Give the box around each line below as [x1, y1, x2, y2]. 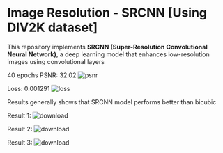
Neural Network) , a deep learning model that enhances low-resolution [7, 50, 210, 58]
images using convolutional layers [7, 57, 105, 65]
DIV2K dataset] [7, 19, 98, 35]
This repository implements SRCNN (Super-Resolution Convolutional [7, 42, 208, 51]
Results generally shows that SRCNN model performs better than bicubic [7, 97, 217, 106]
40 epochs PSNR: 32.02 [7, 71, 77, 79]
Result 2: [7, 124, 33, 133]
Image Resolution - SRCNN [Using [7, 5, 208, 21]
